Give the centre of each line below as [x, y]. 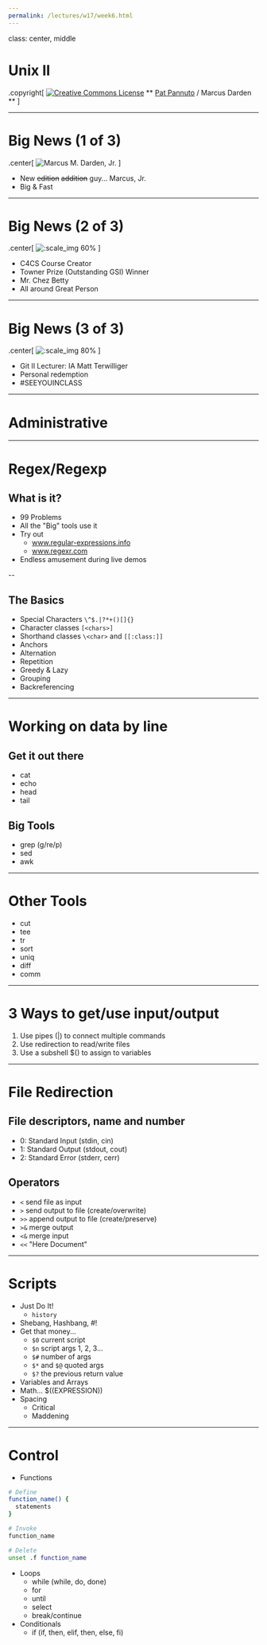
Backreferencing [47, 687]
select [42, 1607]
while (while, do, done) [69, 1581]
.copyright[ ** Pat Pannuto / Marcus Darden [130, 92]
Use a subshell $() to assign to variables [85, 1053]
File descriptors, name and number [97, 1121]
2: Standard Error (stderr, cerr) [70, 1157]
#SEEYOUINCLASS [51, 383]
